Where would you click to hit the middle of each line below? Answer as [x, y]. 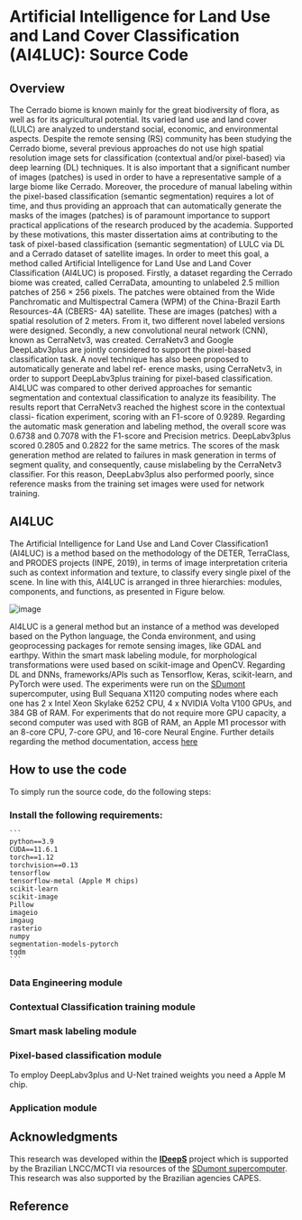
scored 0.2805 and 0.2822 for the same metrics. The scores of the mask [145, 445]
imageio [24, 912]
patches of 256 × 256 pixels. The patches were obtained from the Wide [142, 292]
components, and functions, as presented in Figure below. [117, 591]
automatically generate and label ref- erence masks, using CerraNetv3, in [146, 369]
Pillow [22, 904]
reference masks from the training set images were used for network [137, 484]
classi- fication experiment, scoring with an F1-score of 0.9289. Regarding [147, 416]
